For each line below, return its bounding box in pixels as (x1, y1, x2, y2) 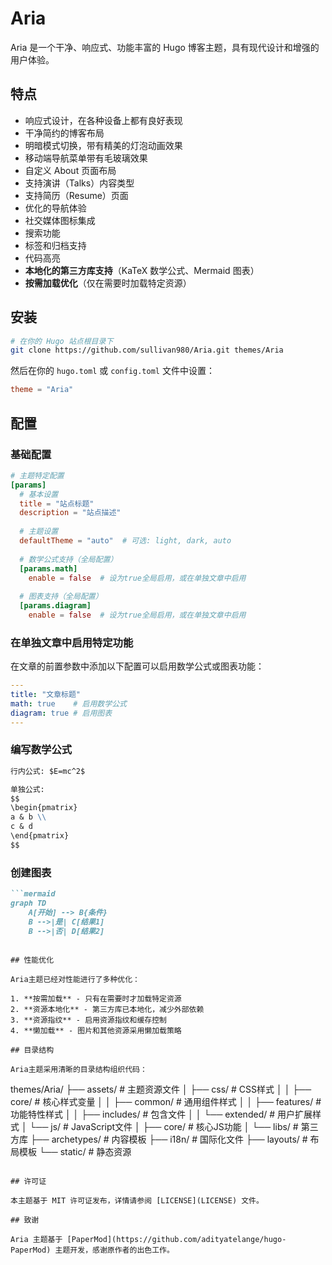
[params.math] (19, 563, 78, 574)
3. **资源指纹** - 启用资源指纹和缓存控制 (10, 1015, 167, 1025)
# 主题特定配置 (10, 470, 65, 481)
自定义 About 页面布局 (24, 164, 117, 176)
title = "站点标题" (19, 498, 95, 509)
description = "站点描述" (19, 508, 122, 518)
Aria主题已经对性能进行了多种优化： (10, 974, 140, 984)
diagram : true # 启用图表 (10, 708, 113, 718)
